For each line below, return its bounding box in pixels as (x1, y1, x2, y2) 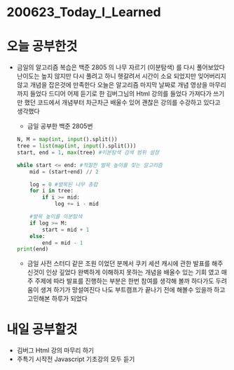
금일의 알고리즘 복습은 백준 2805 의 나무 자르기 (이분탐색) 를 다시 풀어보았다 (16, 63, 226, 72)
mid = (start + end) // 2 (29, 168, 99, 176)
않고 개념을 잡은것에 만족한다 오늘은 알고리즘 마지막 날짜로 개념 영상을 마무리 (16, 81, 227, 89)
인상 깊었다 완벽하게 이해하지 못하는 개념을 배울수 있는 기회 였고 (46, 268, 220, 277)
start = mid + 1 (42, 226, 90, 233)
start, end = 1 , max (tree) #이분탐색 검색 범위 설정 (16, 149, 160, 156)
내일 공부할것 (6, 322, 78, 338)
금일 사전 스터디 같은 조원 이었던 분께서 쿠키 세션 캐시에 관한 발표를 (27, 259, 211, 267)
